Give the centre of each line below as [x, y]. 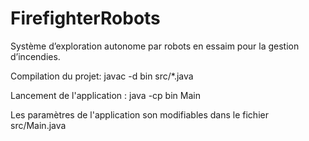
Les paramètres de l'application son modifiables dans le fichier [139, 114]
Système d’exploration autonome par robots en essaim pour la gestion [155, 46]
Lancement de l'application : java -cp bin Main [105, 95]
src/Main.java [38, 125]
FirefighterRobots [85, 18]
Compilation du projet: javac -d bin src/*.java [102, 76]
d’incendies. [35, 56]
